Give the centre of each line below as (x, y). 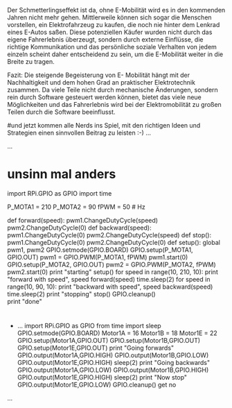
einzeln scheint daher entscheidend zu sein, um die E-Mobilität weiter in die (115, 54)
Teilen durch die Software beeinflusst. (61, 112)
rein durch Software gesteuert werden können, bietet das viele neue (105, 97)
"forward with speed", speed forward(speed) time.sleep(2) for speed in (109, 279)
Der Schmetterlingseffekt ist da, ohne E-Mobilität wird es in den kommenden (116, 10)
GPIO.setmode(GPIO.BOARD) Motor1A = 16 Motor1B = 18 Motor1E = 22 (117, 333)
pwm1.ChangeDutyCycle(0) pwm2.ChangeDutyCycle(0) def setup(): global (114, 242)
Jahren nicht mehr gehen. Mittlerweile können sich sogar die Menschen (110, 17)
